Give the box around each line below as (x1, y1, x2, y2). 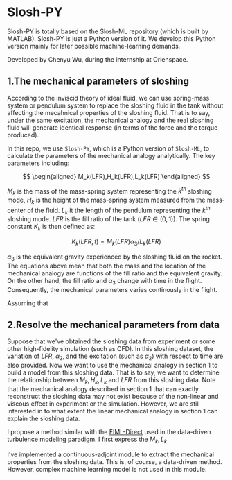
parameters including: (7, 159, 70, 167)
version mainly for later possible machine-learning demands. (7, 42, 181, 50)
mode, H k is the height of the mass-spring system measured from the (7, 196, 206, 205)
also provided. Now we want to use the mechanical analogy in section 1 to (7, 361, 218, 370)
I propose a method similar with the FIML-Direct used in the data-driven (7, 428, 211, 436)
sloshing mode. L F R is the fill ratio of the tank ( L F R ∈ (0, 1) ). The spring (7, 215, 210, 223)
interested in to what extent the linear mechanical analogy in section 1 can (7, 407, 218, 415)
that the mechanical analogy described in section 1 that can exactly (7, 385, 199, 393)
